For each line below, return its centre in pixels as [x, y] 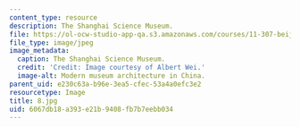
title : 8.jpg [33, 101]
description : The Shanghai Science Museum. [92, 26]
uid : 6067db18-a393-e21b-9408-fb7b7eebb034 [92, 109]
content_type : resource [54, 17]
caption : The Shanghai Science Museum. [92, 59]
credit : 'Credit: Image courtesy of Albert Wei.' [111, 68]
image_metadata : [39, 51]
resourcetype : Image [48, 92]
